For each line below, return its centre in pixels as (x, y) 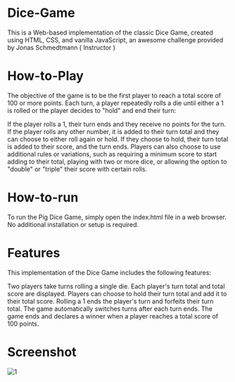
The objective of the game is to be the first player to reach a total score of (114, 95)
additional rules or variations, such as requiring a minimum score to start (112, 154)
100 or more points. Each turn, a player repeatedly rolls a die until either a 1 (115, 103)
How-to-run (43, 198)
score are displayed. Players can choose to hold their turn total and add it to (117, 293)
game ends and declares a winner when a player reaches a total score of (113, 316)
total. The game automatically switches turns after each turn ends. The (110, 309)
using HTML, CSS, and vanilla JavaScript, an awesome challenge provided (115, 39)
